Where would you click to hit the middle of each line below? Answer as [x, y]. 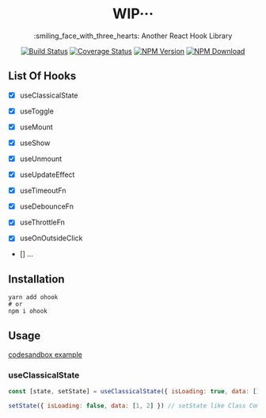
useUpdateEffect [47, 174]
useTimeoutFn [43, 190]
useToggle [36, 111]
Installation [36, 279]
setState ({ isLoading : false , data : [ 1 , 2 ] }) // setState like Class [127, 406]
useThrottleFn [42, 222]
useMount [36, 127]
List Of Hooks [42, 76]
